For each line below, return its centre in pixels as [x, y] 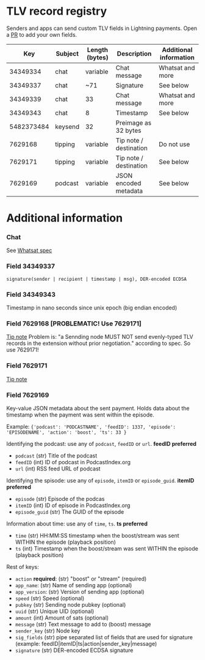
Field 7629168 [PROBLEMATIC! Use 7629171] [74, 324]
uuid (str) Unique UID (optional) [55, 611]
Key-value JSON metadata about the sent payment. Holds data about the [98, 408]
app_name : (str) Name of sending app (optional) [74, 585]
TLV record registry [57, 11]
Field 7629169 [28, 395]
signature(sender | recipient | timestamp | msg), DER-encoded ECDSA [97, 279]
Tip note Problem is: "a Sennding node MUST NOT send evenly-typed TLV [100, 337]
